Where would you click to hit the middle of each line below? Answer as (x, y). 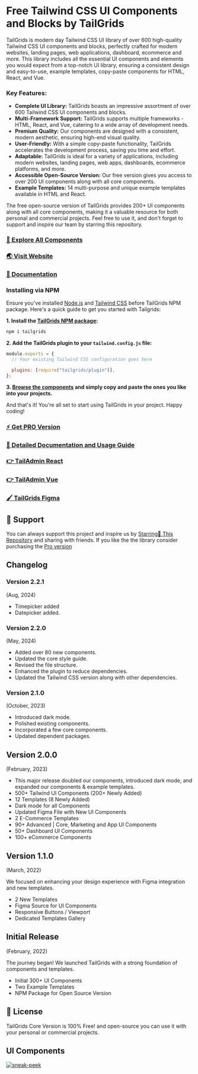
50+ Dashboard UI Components (54, 831)
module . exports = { (30, 354)
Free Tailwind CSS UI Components (92, 11)
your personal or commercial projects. (53, 1032)
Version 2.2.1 (25, 582)
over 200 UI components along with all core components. (85, 181)
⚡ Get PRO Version (33, 427)
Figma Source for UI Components (55, 906)
